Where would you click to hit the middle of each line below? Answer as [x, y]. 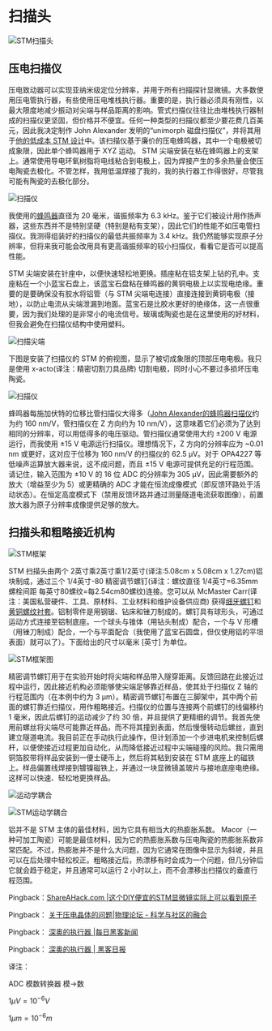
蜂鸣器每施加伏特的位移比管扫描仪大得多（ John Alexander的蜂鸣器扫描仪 [130, 413]
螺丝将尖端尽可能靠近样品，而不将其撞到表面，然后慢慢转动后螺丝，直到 [143, 727]
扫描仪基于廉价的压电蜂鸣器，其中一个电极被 [180, 140]
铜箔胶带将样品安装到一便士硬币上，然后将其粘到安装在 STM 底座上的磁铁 [132, 757]
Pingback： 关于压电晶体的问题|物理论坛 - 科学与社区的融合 [108, 914]
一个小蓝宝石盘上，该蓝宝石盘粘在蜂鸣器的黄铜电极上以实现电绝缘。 [143, 283]
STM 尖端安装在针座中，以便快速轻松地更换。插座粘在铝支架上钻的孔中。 [131, 273]
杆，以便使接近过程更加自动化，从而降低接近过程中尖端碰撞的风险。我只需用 [136, 747]
